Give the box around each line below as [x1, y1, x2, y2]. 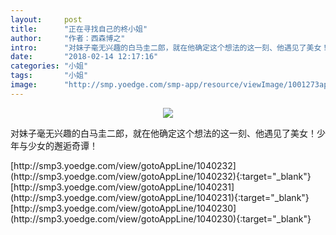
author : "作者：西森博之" [10, 33, 126, 43]
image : [10, 80, 38, 90]
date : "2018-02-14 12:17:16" [10, 52, 159, 62]
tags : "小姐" [10, 71, 89, 81]
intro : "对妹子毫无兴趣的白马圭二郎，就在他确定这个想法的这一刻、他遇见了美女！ [10, 42, 330, 53]
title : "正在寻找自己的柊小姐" [10, 24, 148, 34]
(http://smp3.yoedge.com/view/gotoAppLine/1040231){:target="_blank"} [10, 191, 310, 203]
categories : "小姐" [10, 61, 89, 71]
